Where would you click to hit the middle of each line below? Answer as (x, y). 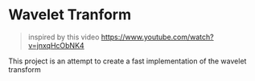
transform (25, 69)
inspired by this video (64, 37)
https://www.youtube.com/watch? (158, 37)
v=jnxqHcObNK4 (56, 45)
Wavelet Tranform (70, 15)
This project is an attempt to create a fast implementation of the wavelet (127, 61)
